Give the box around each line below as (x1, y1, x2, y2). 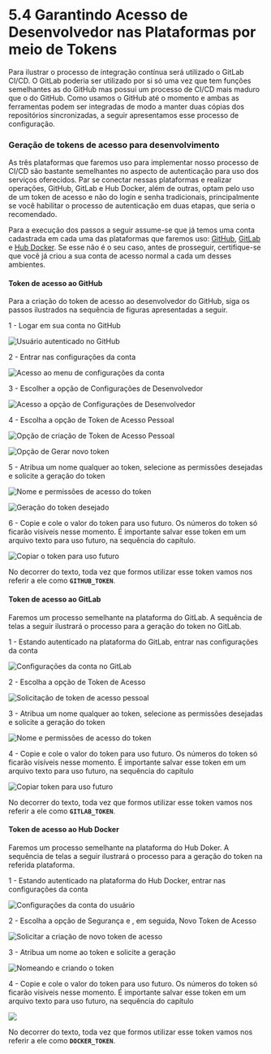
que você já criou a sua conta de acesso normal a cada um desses (8, 251, 232, 261)
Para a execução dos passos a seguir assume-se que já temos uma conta (8, 225, 256, 235)
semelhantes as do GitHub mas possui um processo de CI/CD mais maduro (8, 84, 260, 94)
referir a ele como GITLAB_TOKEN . (8, 806, 116, 816)
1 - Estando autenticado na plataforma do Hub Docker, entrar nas (8, 875, 226, 885)
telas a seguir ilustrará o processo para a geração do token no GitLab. (8, 621, 242, 631)
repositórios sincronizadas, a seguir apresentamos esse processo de (8, 110, 239, 119)
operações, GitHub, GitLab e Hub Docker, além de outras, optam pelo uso (8, 184, 255, 193)
